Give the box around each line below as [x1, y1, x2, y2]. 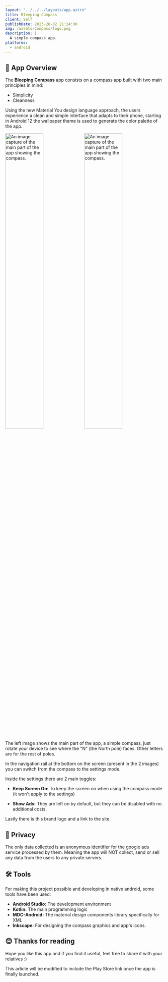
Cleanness [12, 97, 35, 103]
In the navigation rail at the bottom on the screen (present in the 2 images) [5, 760, 159, 767]
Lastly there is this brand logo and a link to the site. [5, 816, 111, 822]
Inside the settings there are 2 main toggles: [5, 776, 97, 782]
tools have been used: [5, 891, 51, 897]
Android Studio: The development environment [12, 901, 112, 907]
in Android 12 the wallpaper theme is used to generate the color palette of [5, 118, 158, 124]
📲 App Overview [5, 64, 57, 72]
